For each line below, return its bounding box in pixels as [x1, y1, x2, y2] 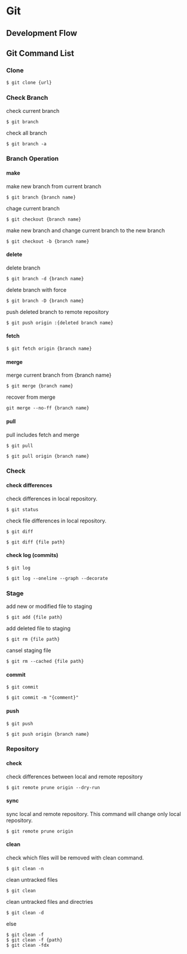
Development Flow [6, 28, 78, 38]
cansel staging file [6, 647, 51, 654]
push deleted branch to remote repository [6, 308, 109, 315]
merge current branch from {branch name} [6, 372, 112, 379]
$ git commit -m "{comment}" [6, 695, 79, 701]
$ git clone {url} [6, 79, 52, 86]
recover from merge [6, 393, 56, 401]
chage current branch [6, 204, 60, 212]
